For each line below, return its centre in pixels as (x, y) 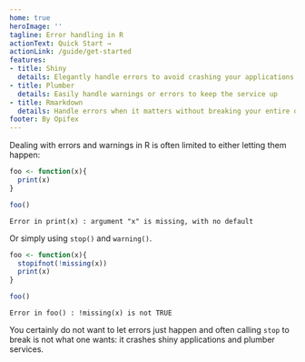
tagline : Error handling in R (67, 35)
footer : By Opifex (44, 119)
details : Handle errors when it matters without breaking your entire (154, 111)
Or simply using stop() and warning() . (81, 238)
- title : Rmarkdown (46, 102)
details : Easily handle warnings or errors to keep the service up (148, 94)
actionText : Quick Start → (60, 43)
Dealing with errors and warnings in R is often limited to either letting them (148, 146)
